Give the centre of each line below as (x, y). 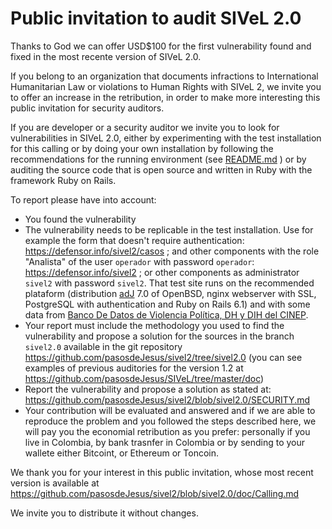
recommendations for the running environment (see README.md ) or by (158, 159)
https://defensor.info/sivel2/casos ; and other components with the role (172, 251)
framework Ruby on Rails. (63, 180)
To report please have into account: (83, 199)
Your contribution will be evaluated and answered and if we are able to (170, 410)
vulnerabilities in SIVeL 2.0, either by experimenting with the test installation (166, 138)
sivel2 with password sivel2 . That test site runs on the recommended (169, 283)
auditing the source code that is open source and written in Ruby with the (161, 169)
